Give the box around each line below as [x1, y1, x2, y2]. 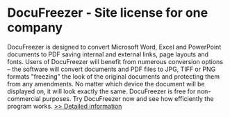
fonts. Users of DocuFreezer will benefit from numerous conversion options [7, 57, 224, 65]
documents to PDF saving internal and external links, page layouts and [7, 50, 209, 58]
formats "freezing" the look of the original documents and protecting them [7, 72, 220, 81]
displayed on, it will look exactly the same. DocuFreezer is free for [7, 87, 196, 95]
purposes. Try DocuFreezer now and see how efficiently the [42, 94, 214, 102]
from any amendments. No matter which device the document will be [7, 79, 205, 88]
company [7, 19, 63, 36]
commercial [7, 94, 41, 102]
